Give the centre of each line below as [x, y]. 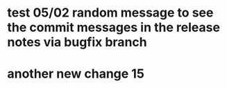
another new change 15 [76, 74]
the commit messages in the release [114, 27]
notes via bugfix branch [77, 42]
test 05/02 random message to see [110, 13]
